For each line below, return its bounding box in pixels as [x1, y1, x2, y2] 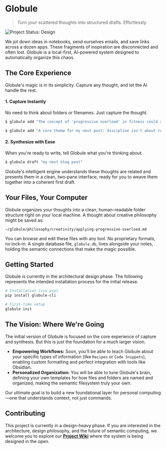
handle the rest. [5, 87, 37, 93]
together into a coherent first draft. [5, 179, 76, 185]
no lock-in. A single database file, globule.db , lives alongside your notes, [5, 241, 153, 247]
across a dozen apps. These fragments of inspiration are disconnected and [5, 44, 158, 50]
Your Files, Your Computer [5, 193, 88, 202]
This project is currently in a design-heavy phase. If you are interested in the [5, 422, 161, 428]
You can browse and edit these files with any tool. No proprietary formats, [5, 235, 156, 241]
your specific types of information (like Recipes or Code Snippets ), [12, 353, 146, 360]
